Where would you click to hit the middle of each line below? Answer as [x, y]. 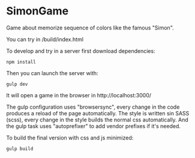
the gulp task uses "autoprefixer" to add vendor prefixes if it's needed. [94, 126]
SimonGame [37, 11]
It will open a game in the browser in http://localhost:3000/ [79, 95]
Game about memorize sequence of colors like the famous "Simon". [90, 28]
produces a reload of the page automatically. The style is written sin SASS [98, 113]
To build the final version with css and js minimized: [70, 138]
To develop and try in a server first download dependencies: [81, 51]
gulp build [20, 148]
